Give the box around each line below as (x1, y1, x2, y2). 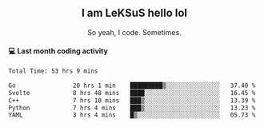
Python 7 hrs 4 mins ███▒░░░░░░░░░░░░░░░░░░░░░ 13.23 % (8, 104, 256, 112)
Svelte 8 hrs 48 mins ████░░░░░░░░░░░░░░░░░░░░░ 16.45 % (8, 89, 256, 97)
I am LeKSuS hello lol (81, 6, 188, 20)
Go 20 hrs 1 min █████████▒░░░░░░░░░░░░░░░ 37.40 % (8, 81, 256, 89)
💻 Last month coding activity (8, 46, 108, 56)
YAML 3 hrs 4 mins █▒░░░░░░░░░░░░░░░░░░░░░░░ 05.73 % (8, 111, 256, 119)
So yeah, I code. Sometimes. (87, 27, 182, 37)
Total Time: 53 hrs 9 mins (8, 67, 98, 75)
